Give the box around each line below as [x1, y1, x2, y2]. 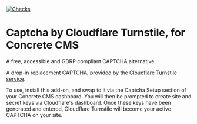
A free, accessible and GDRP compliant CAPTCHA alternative [6, 57, 155, 64]
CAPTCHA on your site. [6, 111, 63, 118]
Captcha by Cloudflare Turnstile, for [6, 26, 185, 39]
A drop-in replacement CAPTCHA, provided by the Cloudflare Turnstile [6, 69, 178, 76]
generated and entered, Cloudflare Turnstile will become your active [6, 105, 172, 112]
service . [6, 75, 26, 82]
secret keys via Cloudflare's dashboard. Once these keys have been [6, 99, 172, 106]
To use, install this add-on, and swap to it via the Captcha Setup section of [6, 87, 186, 94]
